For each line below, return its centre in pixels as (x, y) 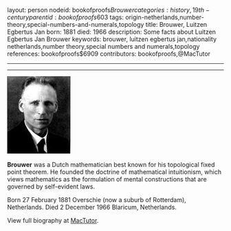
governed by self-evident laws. (51, 186)
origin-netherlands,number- (164, 17)
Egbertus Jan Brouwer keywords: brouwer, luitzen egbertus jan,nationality (112, 39)
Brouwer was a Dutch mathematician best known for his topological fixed (111, 165)
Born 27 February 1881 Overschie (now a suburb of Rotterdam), (97, 200)
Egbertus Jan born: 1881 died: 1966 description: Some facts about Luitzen (112, 32)
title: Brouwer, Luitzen (176, 24)
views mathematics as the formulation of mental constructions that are (107, 179)
